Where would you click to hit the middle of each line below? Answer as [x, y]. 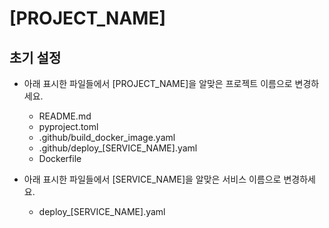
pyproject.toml [68, 126]
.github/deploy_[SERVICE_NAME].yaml [118, 148]
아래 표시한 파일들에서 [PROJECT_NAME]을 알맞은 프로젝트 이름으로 [158, 83]
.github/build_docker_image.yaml [107, 137]
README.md [65, 116]
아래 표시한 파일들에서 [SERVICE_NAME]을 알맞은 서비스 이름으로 [152, 179]
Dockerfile [60, 158]
